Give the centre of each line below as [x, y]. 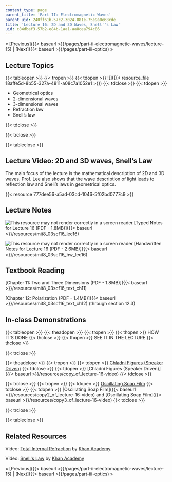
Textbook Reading [35, 270]
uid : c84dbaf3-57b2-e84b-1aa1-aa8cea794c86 [53, 29]
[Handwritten [148, 243]
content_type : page [26, 10]
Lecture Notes [28, 210]
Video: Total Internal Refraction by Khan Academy [58, 449]
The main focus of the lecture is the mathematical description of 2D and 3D [85, 173]
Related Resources [36, 436]
